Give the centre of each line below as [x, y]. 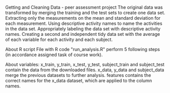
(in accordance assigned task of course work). [54, 55]
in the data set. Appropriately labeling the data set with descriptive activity [83, 29]
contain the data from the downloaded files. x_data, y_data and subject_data [85, 70]
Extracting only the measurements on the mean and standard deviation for [83, 18]
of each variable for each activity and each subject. [59, 39]
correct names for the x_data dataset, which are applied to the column [79, 81]
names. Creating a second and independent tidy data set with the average [83, 34]
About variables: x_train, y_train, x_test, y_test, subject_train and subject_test [85, 64]
